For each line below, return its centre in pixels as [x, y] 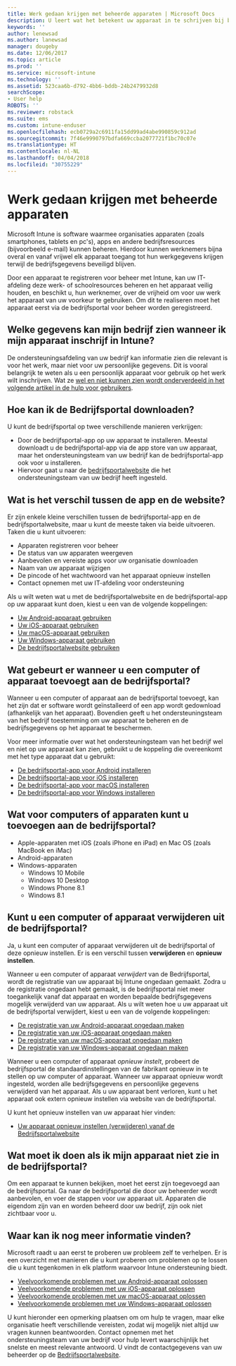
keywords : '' [26, 27]
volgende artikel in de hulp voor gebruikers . [70, 388]
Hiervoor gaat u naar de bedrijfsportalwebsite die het [94, 470]
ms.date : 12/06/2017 [38, 54]
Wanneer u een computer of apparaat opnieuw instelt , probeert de [103, 1061]
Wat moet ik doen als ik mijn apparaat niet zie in [113, 1156]
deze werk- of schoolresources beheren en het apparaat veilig [122, 285]
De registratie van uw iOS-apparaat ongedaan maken [94, 1033]
